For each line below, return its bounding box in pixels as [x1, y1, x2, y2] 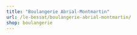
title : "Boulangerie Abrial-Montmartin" [6, 8, 110, 15]
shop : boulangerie [6, 20, 53, 26]
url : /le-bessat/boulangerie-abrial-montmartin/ [6, 14, 132, 20]
